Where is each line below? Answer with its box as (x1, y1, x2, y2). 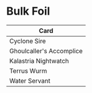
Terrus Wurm (9, 66, 48, 75)
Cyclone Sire (9, 37, 46, 45)
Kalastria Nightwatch (9, 56, 69, 65)
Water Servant (9, 76, 51, 85)
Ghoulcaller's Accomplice (9, 46, 83, 55)
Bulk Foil (6, 4, 51, 18)
